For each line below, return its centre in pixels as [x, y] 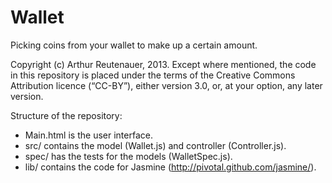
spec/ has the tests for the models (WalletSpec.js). [128, 156]
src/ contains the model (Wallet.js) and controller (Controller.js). [155, 145]
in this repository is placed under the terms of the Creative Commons [153, 75]
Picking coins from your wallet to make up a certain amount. [134, 45]
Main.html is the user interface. [88, 135]
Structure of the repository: [66, 115]
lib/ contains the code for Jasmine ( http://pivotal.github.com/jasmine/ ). [170, 167]
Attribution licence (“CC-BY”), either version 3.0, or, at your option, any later [166, 85]
